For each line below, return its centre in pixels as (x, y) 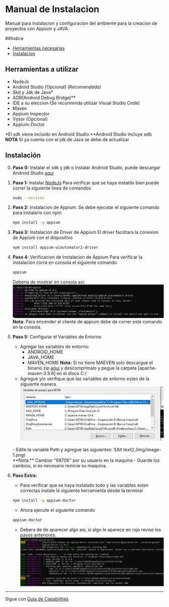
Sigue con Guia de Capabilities (37, 599)
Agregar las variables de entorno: (55, 347)
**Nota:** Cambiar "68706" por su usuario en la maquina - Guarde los (86, 460)
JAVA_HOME (41, 357)
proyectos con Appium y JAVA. (37, 28)
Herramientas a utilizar (42, 69)
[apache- (147, 368)
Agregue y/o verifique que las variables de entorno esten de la (85, 379)
